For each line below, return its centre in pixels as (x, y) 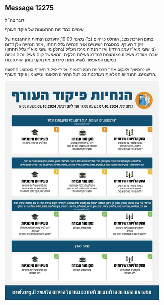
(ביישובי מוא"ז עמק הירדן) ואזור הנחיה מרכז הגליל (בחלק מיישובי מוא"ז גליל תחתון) (81, 49)
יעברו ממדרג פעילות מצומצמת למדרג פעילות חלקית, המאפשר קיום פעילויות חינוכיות (82, 54)
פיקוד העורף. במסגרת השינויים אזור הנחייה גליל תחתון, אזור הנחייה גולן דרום (74, 44)
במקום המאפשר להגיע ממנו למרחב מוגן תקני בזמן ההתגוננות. (61, 59)
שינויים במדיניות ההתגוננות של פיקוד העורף (44, 29)
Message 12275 (30, 8)
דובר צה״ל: (15, 20)
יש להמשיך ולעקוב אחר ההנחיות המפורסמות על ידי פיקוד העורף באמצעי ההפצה (78, 69)
